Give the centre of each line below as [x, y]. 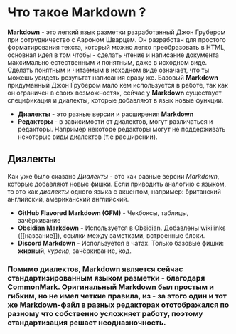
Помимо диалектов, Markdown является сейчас [95, 269]
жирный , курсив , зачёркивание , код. [74, 251]
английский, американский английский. [68, 199]
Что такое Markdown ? [77, 12]
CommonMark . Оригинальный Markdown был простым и [111, 287]
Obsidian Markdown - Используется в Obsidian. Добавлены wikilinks [122, 228]
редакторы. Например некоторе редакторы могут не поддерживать [122, 129]
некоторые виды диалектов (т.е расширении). [87, 137]
